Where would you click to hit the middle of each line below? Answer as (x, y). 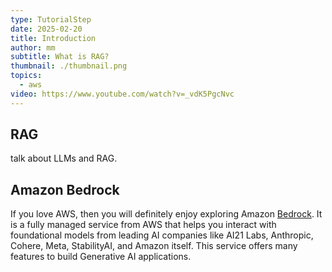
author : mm (33, 47)
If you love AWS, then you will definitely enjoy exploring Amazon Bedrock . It (166, 214)
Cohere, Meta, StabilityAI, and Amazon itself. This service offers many (154, 246)
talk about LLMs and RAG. (64, 158)
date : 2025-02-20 (46, 29)
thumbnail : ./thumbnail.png (69, 66)
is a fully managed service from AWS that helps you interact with (143, 225)
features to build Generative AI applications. (101, 257)
